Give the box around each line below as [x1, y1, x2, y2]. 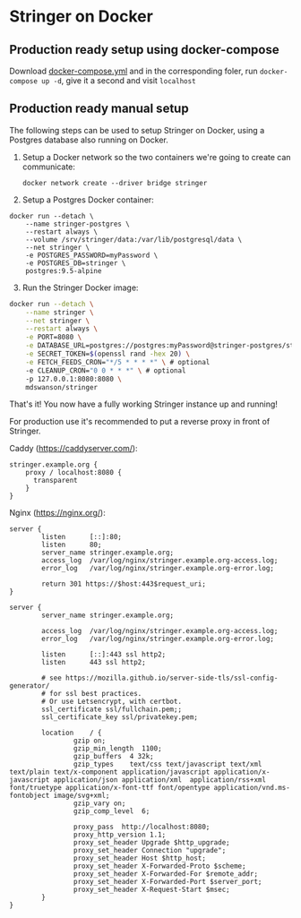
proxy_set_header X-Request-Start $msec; [73, 885, 230, 895]
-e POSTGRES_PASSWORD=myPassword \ [25, 251, 159, 260]
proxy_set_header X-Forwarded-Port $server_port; [73, 878, 262, 887]
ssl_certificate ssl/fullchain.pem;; [41, 705, 182, 714]
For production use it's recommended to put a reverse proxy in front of [9, 416, 271, 427]
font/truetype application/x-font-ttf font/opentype [9, 784, 211, 793]
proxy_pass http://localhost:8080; [73, 822, 211, 832]
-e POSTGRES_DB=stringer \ [25, 258, 126, 268]
